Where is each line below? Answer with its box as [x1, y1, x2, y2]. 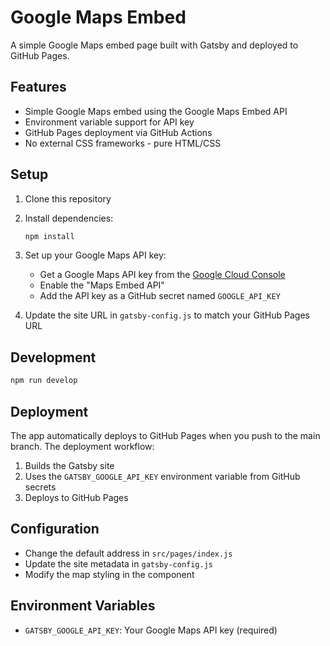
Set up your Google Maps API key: [24, 249, 167, 261]
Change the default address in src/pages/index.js [24, 547, 233, 559]
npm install [24, 231, 75, 241]
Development [10, 349, 97, 366]
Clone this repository [24, 192, 112, 205]
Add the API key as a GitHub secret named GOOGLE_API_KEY [39, 290, 281, 302]
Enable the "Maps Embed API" [39, 279, 165, 291]
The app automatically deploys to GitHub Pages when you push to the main [10, 429, 321, 441]
